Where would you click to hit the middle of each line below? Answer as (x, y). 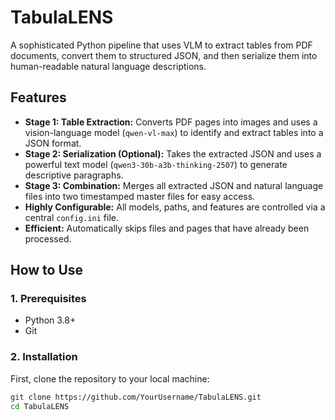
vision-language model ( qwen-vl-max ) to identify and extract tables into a (174, 132)
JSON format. (53, 143)
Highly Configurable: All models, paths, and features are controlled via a (175, 207)
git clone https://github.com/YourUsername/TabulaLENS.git (136, 397)
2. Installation (44, 357)
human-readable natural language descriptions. (108, 66)
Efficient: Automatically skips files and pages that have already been (167, 228)
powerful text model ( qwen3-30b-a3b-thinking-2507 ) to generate (156, 164)
